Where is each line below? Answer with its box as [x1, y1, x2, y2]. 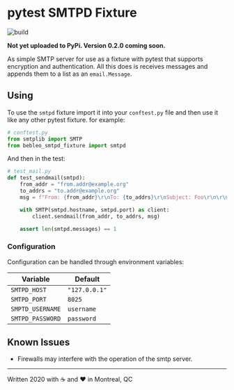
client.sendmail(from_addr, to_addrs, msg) [32, 213, 160, 220]
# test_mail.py [7, 168, 52, 175]
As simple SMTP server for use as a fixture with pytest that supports [7, 54, 203, 63]
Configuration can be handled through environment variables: [7, 257, 185, 266]
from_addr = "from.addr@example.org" [19, 181, 130, 188]
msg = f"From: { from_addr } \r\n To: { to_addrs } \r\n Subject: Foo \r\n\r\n [19, 193, 229, 201]
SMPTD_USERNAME [10, 304, 61, 313]
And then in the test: [7, 154, 65, 163]
